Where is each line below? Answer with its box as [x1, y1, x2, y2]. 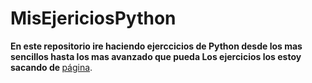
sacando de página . [10, 61, 93, 73]
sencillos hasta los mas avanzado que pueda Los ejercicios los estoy [10, 50, 302, 62]
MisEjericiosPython [10, 7, 177, 30]
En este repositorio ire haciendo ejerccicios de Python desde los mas [10, 40, 303, 52]
